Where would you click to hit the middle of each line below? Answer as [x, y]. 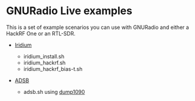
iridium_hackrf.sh [45, 63]
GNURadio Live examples [69, 11]
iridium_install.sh [44, 56]
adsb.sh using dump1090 [54, 92]
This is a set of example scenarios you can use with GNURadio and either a [97, 27]
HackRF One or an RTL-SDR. [41, 33]
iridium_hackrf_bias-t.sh [53, 69]
